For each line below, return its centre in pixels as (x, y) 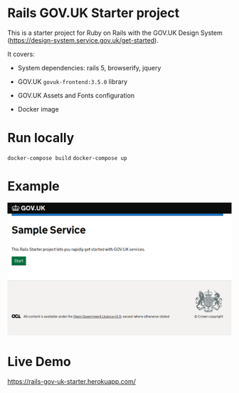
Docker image (38, 109)
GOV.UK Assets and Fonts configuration (76, 95)
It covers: (21, 54)
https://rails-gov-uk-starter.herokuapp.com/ (72, 382)
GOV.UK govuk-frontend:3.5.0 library (73, 81)
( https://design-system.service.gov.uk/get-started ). (83, 40)
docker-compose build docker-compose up (67, 158)
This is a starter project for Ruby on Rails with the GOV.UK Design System (115, 33)
